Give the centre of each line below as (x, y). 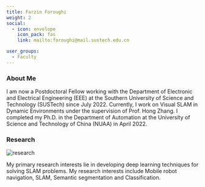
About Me (21, 78)
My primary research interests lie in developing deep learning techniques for (103, 164)
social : (16, 23)
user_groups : (23, 51)
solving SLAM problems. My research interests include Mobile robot (92, 171)
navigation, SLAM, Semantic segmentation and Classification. (84, 178)
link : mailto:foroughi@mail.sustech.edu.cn (74, 40)
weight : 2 (19, 18)
